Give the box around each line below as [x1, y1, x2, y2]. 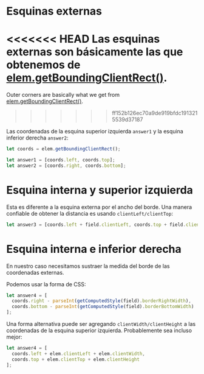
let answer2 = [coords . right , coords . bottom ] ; [6, 163, 126, 169]
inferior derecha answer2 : [6, 134, 69, 141]
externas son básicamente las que [6, 45, 183, 59]
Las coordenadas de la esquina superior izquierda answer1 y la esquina [6, 128, 183, 135]
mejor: [6, 333, 22, 340]
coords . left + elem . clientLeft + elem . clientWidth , [12, 350, 146, 357]
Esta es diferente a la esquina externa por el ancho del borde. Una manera [6, 203, 192, 211]
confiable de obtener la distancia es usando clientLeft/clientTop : [6, 210, 173, 217]
